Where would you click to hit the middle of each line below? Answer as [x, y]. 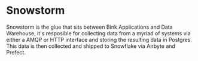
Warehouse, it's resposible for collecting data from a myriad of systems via [99, 33]
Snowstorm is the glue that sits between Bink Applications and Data [89, 27]
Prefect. [16, 52]
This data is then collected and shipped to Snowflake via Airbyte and [91, 46]
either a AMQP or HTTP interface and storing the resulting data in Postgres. [99, 39]
